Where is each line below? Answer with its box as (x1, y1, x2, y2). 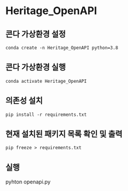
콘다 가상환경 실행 (5, 62, 66, 72)
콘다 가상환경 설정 (5, 29, 66, 39)
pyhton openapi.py (5, 178, 51, 186)
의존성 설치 (5, 96, 43, 106)
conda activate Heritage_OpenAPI (5, 78, 87, 84)
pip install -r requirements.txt (5, 112, 87, 118)
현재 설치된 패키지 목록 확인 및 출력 (5, 129, 123, 139)
